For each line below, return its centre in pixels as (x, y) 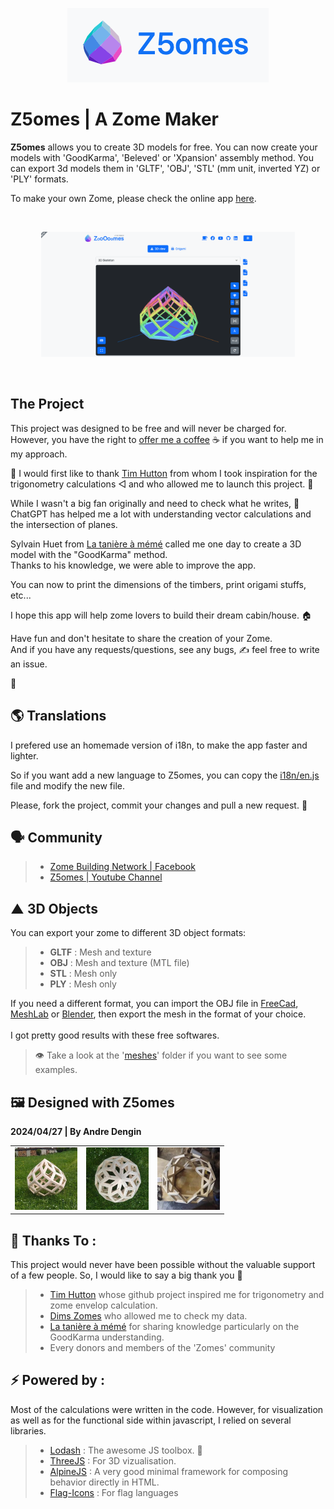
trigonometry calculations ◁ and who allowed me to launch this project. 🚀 (162, 484)
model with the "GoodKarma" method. (89, 554)
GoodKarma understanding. (107, 1337)
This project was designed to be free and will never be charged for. (148, 428)
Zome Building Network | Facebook (122, 867)
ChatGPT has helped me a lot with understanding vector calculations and (161, 514)
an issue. (29, 664)
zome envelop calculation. (103, 1305)
